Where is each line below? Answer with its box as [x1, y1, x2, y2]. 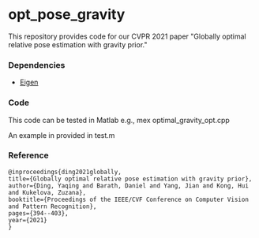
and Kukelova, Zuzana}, [8, 188, 87, 196]
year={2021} [8, 216, 47, 224]
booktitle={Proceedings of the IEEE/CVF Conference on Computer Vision [8, 195, 249, 203]
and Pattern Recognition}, [8, 203, 97, 210]
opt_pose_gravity [8, 6, 126, 24]
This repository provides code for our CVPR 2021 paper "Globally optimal [8, 32, 246, 41]
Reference [8, 150, 49, 161]
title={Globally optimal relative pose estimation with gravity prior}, [8, 175, 253, 183]
